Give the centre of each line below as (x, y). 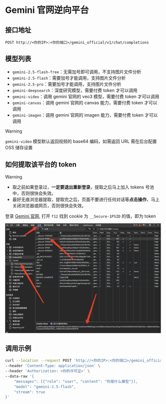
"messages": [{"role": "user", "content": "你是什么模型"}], (76, 381)
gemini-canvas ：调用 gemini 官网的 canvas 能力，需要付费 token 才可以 (85, 102)
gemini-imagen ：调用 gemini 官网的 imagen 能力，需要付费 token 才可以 (85, 115)
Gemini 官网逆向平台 (47, 10)
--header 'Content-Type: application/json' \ (53, 366)
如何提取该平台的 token (41, 164)
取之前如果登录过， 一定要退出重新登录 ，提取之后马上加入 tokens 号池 (83, 187)
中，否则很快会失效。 (34, 193)
